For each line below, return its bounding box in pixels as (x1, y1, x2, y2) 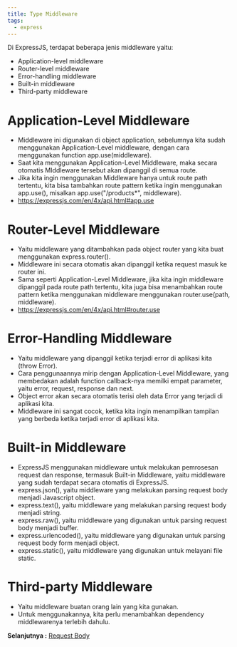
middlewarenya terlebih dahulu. (17, 618, 110, 626)
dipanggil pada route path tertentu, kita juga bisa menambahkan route (17, 283, 223, 291)
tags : (7, 17, 23, 24)
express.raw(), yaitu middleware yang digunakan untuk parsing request (17, 516, 227, 524)
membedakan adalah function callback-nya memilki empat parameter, (17, 377, 223, 385)
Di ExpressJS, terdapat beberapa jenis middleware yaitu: (7, 43, 174, 52)
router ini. (17, 268, 46, 276)
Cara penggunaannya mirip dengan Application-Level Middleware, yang (17, 369, 229, 378)
